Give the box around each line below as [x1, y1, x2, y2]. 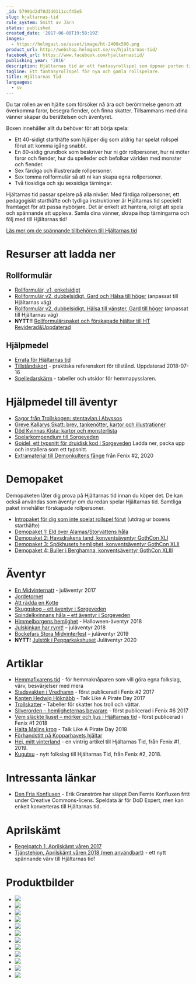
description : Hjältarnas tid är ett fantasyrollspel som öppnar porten [6, 63, 184, 69]
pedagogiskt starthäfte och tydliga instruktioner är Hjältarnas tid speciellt [6, 197, 182, 204]
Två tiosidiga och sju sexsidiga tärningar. [14, 179, 113, 186]
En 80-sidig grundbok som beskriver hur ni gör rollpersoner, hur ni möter [14, 148, 190, 155]
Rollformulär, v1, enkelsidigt [14, 286, 80, 293]
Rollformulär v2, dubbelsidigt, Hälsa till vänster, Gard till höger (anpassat [14, 305, 188, 312]
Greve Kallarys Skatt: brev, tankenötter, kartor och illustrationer [14, 421, 166, 428]
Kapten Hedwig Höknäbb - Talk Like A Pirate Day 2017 [14, 695, 145, 702]
